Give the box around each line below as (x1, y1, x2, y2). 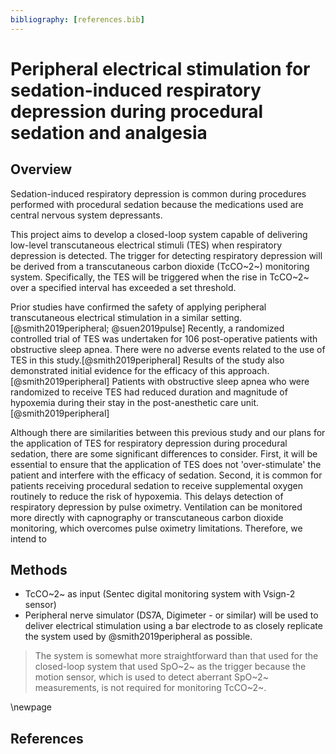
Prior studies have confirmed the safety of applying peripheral (10, 301, 267, 313)
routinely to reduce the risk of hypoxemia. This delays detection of (10, 490, 284, 502)
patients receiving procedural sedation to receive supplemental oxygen (10, 479, 304, 491)
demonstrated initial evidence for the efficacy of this (10, 364, 226, 376)
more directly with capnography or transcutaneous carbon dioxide (10, 511, 284, 523)
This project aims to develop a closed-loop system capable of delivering (10, 228, 308, 240)
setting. (211, 311, 243, 323)
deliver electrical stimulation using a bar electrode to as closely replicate (24, 620, 323, 632)
